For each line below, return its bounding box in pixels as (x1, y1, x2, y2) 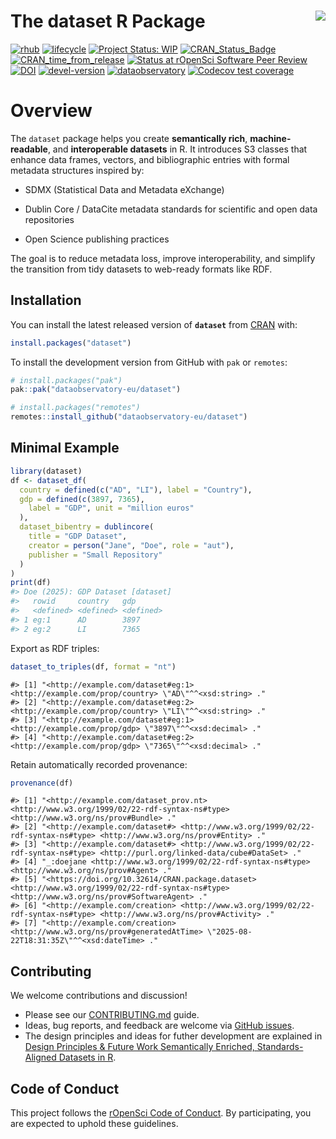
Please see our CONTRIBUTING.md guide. (24, 1009, 200, 1021)
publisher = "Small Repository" (28, 550, 163, 560)
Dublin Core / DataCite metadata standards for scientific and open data (24, 203, 318, 215)
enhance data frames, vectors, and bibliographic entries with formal (10, 153, 290, 165)
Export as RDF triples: (10, 642, 100, 654)
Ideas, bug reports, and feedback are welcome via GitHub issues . (24, 1020, 295, 1032)
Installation (10, 292, 82, 309)
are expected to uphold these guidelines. (10, 1118, 179, 1129)
